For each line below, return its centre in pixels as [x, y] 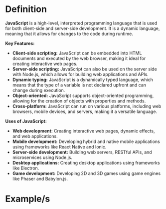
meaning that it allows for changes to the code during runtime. [69, 33]
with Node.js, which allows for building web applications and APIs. [80, 74]
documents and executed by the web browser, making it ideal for [79, 58]
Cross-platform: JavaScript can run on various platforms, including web [87, 106]
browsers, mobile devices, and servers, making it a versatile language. [85, 111]
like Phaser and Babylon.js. [40, 178]
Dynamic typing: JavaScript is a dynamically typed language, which [83, 79]
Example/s [28, 199]
